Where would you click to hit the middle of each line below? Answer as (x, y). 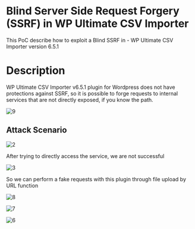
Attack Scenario (37, 130)
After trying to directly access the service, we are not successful (85, 156)
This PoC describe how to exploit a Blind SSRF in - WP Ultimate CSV (90, 40)
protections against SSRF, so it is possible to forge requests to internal (92, 93)
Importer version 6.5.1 (33, 47)
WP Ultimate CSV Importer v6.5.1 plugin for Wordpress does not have (91, 87)
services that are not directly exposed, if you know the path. (80, 100)
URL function (22, 185)
